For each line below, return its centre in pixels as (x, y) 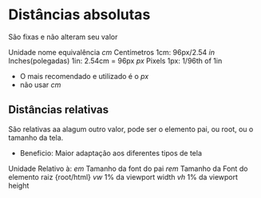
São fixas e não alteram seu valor (63, 37)
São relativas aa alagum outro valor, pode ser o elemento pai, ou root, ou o (131, 129)
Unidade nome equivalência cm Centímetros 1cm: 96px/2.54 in (112, 52)
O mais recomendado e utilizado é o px (84, 76)
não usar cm (40, 85)
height (19, 185)
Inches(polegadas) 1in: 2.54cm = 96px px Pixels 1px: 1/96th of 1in (115, 61)
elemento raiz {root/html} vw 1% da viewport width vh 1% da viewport (123, 176)
